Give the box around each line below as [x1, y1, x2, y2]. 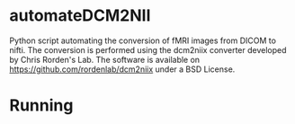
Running [9, 95, 74, 116]
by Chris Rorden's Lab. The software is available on [9, 54, 201, 65]
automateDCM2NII [9, 5, 151, 26]
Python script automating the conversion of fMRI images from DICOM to [9, 35, 277, 46]
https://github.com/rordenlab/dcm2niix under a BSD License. [9, 64, 236, 75]
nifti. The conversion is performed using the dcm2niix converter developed [9, 44, 287, 55]
